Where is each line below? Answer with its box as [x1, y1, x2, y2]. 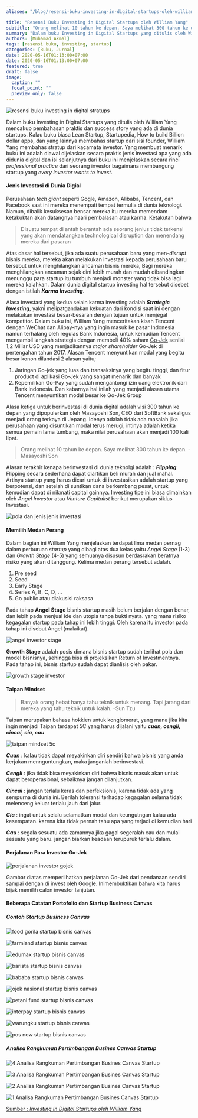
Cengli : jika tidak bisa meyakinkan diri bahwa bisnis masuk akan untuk [6, 769, 179, 777]
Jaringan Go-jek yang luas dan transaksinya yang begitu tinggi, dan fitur [14, 367, 190, 374]
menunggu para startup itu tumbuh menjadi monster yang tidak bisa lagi [6, 275, 181, 282]
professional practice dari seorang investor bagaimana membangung [6, 162, 174, 169]
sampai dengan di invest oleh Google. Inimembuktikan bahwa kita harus [6, 880, 181, 887]
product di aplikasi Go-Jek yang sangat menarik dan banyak [14, 373, 161, 380]
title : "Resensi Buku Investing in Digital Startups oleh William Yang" [6, 19, 189, 25]
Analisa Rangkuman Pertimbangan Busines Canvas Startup [6, 1044, 157, 1052]
